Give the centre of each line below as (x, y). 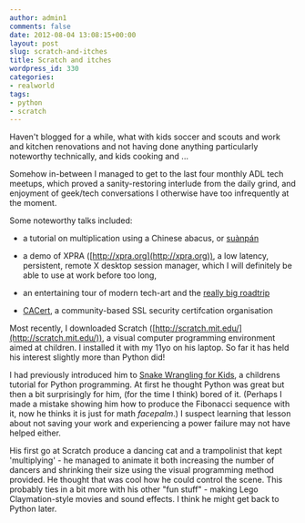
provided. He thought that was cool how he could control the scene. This (146, 480)
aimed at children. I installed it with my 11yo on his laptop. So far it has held (149, 348)
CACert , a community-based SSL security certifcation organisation (147, 311)
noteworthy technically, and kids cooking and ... (99, 157)
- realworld (32, 86)
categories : (32, 77)
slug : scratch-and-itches (58, 52)
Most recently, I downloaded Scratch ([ (82, 328)
